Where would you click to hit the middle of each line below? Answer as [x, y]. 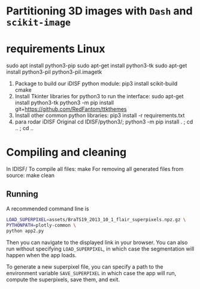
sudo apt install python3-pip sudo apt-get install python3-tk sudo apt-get [97, 66]
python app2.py [25, 231]
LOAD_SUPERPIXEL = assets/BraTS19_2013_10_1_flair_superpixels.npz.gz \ [96, 219]
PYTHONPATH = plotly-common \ [41, 225]
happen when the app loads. [41, 255]
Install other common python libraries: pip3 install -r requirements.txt [100, 116]
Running [22, 194]
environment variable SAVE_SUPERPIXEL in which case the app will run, [91, 273]
